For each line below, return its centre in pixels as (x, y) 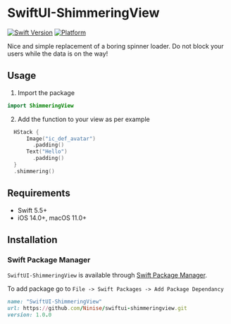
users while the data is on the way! (58, 54)
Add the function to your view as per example (83, 119)
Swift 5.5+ (32, 210)
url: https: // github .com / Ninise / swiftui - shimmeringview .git (98, 309)
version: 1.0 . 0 (30, 315)
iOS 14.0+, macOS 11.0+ (52, 218)
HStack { (26, 132)
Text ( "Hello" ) (47, 152)
